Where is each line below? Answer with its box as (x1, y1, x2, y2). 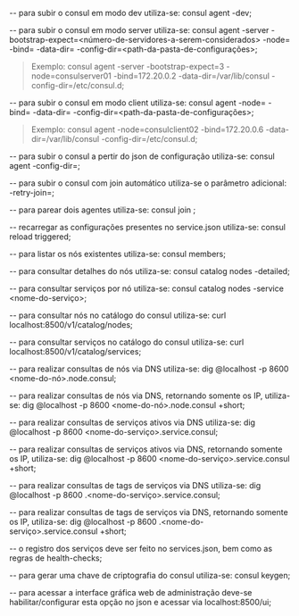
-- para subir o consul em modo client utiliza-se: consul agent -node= (9, 97, 266, 108)
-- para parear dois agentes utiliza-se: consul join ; (9, 204, 196, 215)
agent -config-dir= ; (9, 161, 80, 171)
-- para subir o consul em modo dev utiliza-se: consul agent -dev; (9, 8, 253, 18)
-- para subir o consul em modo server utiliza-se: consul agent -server (9, 25, 270, 35)
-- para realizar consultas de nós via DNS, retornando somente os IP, (9, 390, 263, 401)
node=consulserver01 (30, 71, 112, 81)
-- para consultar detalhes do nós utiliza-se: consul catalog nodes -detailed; (9, 266, 290, 276)
